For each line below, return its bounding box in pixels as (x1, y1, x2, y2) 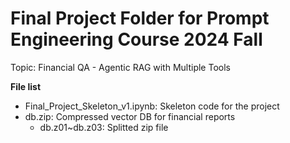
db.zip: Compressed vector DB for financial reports (24, 110, 236, 122)
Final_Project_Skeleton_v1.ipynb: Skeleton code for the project (24, 100, 280, 112)
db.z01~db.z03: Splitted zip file (39, 121, 169, 133)
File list (10, 80, 42, 92)
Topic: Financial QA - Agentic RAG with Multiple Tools (10, 61, 231, 73)
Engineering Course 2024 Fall (10, 28, 263, 51)
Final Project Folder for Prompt (10, 7, 270, 30)
